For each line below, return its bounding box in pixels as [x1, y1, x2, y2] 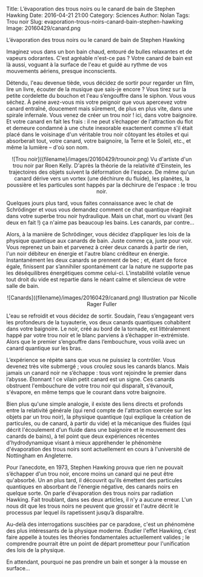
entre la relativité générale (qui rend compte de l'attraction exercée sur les [6, 407, 191, 414]
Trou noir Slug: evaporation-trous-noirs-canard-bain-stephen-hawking [6, 18, 184, 25]
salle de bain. [6, 282, 40, 289]
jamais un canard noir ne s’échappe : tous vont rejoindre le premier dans [6, 369, 187, 376]
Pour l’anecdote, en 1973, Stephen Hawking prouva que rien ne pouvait [6, 464, 184, 471]
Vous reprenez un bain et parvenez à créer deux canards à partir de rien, [6, 244, 188, 251]
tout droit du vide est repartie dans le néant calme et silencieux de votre [6, 276, 186, 283]
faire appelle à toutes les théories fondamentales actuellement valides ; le [6, 534, 190, 541]
